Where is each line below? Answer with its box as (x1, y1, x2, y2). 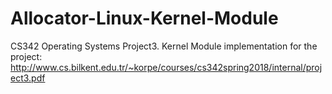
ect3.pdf (10, 72, 46, 84)
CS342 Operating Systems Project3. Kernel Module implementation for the (10, 40, 318, 52)
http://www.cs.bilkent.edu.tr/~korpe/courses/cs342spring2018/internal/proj (10, 61, 323, 73)
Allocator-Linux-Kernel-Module (10, 7, 279, 30)
